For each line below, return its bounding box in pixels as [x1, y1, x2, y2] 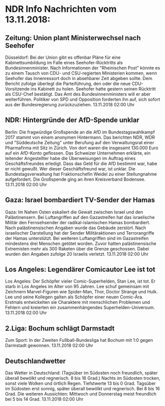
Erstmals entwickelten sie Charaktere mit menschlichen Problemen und [5, 299, 150, 305]
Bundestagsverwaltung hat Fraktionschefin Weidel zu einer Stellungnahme [5, 171, 157, 177]
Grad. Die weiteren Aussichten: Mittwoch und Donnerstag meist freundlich [5, 391, 157, 397]
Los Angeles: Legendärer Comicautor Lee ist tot [5, 265, 156, 274]
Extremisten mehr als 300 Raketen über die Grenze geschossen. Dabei [5, 245, 149, 251]
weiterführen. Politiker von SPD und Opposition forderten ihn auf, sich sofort [5, 96, 161, 102]
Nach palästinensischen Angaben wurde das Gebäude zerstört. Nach [5, 225, 146, 231]
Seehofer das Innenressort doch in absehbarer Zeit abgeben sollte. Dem [5, 76, 152, 81]
